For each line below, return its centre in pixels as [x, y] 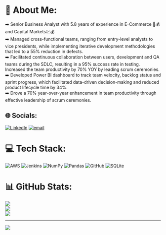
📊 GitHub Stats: [39, 187]
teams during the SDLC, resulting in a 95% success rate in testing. [73, 64]
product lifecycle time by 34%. [36, 87]
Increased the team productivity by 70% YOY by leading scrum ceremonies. [82, 69]
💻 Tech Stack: [36, 148]
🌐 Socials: [21, 116]
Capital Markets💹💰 [34, 31]
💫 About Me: [31, 10]
